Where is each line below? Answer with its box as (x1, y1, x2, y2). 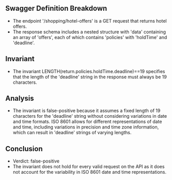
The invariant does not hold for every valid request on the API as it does (12, 164, 165, 170)
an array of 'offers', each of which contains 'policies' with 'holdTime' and (12, 34, 167, 40)
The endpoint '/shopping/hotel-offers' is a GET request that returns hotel (12, 17, 167, 24)
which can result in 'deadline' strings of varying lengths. (12, 130, 132, 136)
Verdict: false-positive (12, 158, 60, 164)
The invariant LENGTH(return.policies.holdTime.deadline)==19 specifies (12, 68, 165, 74)
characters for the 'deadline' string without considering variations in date (12, 113, 167, 119)
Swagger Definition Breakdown (5, 4, 107, 13)
